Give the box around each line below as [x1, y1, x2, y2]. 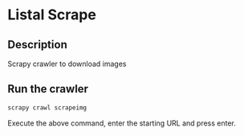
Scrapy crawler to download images [7, 59, 127, 68]
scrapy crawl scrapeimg [7, 103, 87, 112]
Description [7, 38, 67, 52]
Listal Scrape [7, 6, 97, 24]
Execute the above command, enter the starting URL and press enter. [7, 118, 236, 128]
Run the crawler [7, 82, 89, 96]
